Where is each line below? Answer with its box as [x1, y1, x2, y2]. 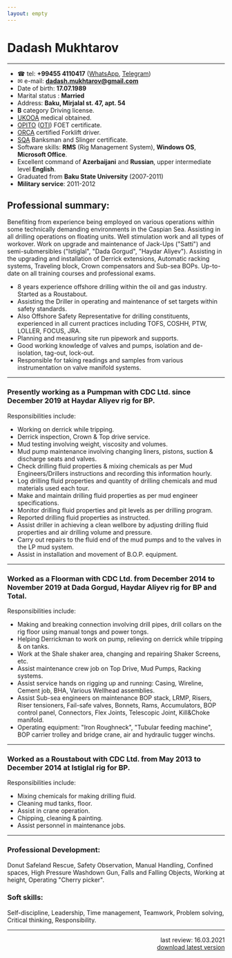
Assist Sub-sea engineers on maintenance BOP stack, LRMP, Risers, [17, 693, 212, 702]
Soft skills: [7, 893, 43, 903]
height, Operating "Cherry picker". [7, 876, 105, 884]
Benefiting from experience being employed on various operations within [7, 218, 215, 226]
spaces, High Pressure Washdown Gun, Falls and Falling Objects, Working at [7, 868, 225, 876]
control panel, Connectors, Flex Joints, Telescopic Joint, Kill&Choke [17, 708, 211, 717]
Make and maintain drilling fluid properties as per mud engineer [17, 491, 198, 499]
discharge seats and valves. [17, 454, 97, 463]
